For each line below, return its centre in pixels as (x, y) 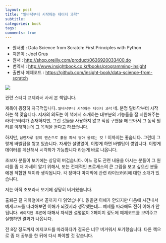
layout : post (19, 10)
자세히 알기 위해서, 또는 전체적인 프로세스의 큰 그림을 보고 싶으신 (87, 166)
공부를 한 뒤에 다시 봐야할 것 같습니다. (57, 236)
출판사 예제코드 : (28, 72)
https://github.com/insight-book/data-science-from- (99, 72)
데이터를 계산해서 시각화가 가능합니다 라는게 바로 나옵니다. (61, 150)
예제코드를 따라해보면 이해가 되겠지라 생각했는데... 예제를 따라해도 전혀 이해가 (80, 206)
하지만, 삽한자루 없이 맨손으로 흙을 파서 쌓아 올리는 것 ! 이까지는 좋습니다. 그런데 (80, 137)
